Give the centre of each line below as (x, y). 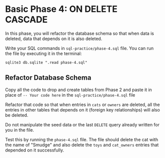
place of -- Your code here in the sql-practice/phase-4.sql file (70, 95)
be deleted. (17, 115)
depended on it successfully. (35, 150)
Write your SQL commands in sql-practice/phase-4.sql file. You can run (80, 48)
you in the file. (20, 130)
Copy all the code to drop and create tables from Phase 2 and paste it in (79, 90)
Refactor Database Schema (48, 78)
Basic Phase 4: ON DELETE (61, 9)
